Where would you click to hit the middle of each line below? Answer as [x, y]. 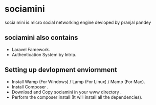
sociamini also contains [41, 38]
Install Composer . [30, 87]
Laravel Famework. [31, 49]
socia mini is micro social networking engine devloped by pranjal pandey [78, 22]
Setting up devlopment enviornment [61, 70]
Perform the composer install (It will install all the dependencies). [77, 97]
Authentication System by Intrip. [44, 54]
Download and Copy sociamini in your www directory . [67, 92]
